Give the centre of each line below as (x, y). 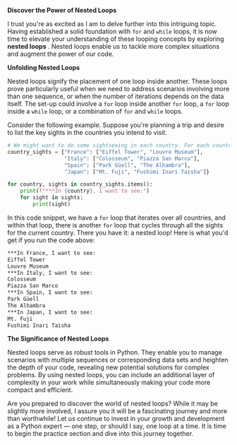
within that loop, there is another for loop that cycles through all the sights (115, 225)
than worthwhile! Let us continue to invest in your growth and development (116, 419)
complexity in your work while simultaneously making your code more (109, 382)
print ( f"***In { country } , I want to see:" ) (85, 191)
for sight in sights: (51, 198)
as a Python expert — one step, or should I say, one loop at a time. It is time (117, 426)
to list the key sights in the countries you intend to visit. (87, 132)
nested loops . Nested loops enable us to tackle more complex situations (114, 46)
